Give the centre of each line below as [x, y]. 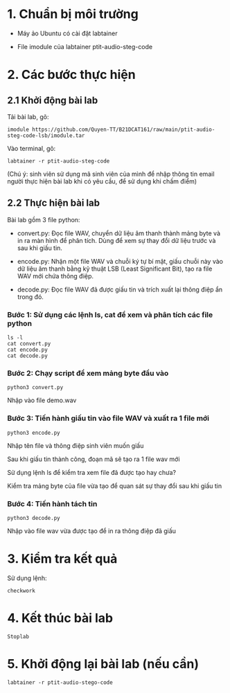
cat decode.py [28, 356]
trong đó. [30, 296]
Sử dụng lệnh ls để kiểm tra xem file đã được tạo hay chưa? [92, 472]
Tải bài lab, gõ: [28, 116]
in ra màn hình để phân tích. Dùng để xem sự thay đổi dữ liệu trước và [116, 240]
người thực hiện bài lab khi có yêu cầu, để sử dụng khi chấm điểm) [102, 181]
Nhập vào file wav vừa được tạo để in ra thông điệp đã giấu [92, 531]
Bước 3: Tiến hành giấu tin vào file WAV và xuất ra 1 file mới [108, 418]
